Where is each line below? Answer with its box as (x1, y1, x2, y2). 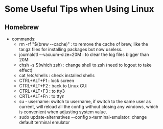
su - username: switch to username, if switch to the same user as (19, 99, 151, 104)
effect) (19, 67, 33, 73)
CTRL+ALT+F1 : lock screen (19, 77, 74, 83)
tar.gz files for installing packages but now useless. (19, 47, 123, 52)
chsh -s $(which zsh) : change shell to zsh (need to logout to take (19, 62, 152, 68)
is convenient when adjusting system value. (19, 109, 107, 115)
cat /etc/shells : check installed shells (19, 73, 95, 78)
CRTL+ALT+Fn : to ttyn (19, 93, 65, 99)
